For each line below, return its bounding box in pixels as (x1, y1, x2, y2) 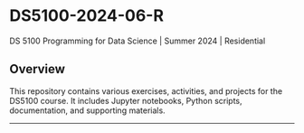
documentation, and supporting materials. (9, 105, 166, 116)
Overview (9, 62, 66, 77)
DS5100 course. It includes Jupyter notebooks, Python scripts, (9, 95, 242, 106)
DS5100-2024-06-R (9, 5, 165, 26)
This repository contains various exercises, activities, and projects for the (9, 85, 283, 96)
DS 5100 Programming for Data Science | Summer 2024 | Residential (9, 35, 266, 46)
